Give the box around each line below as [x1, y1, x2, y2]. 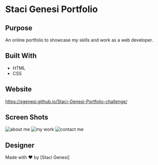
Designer [5, 141, 35, 149]
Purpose [5, 24, 33, 32]
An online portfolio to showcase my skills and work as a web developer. [5, 37, 153, 43]
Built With [5, 51, 37, 60]
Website [5, 85, 32, 94]
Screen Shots [5, 113, 49, 122]
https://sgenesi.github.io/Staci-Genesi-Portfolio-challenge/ [5, 98, 127, 104]
